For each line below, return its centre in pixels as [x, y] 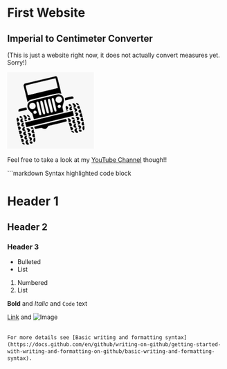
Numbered [33, 282]
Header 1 [33, 201]
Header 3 [23, 247]
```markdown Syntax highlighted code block [69, 173]
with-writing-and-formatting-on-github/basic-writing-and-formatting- [111, 351]
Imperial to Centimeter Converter [80, 39]
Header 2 [28, 227]
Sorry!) [17, 63]
